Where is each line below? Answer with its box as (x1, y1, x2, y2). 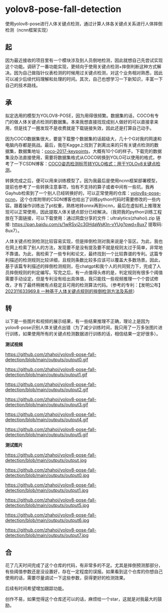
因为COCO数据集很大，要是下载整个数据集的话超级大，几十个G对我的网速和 (5, 135, 162, 141)
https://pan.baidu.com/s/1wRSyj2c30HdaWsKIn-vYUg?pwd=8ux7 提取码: (11, 221, 163, 227)
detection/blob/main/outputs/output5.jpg (5, 502, 89, 508)
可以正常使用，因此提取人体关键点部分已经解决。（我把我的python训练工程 (9, 208, 162, 214)
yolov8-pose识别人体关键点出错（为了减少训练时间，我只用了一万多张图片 (5, 324, 158, 330)
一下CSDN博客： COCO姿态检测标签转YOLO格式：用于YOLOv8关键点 (13, 160, 156, 166)
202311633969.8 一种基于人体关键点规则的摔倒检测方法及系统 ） (5, 288, 137, 294)
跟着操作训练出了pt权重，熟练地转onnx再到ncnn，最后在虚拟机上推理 (13, 202, 157, 208)
